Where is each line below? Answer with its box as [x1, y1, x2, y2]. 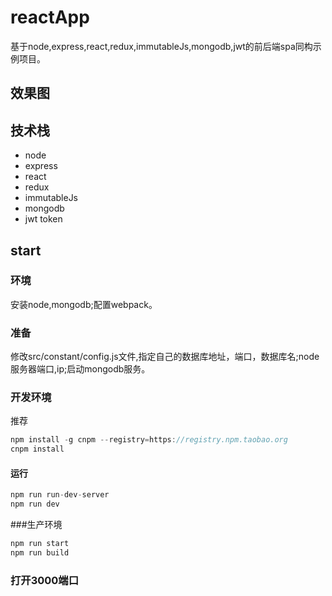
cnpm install [10, 444, 65, 455]
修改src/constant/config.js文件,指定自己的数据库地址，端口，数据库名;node [10, 351, 320, 363]
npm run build [10, 548, 70, 558]
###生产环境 [10, 519, 63, 531]
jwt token [24, 213, 63, 225]
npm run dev [10, 499, 60, 510]
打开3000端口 [10, 573, 80, 587]
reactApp [10, 6, 90, 29]
